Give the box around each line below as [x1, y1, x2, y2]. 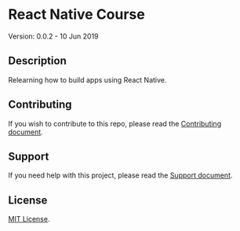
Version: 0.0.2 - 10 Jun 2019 [8, 31, 100, 41]
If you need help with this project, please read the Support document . [8, 170, 233, 180]
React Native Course [8, 5, 145, 24]
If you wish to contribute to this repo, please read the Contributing [8, 119, 222, 128]
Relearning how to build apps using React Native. [8, 75, 167, 84]
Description [8, 54, 67, 68]
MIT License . [8, 214, 50, 224]
